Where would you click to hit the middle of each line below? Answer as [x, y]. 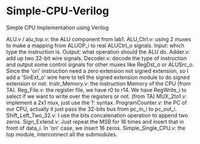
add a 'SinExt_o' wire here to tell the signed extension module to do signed [98, 77]
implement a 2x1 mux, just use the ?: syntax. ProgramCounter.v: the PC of [96, 102]
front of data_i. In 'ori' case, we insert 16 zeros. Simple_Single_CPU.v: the [96, 128]
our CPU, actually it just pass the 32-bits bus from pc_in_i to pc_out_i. [92, 109]
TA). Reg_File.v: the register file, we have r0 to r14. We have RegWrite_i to [96, 90]
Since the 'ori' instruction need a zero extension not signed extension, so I [97, 71]
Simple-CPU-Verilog [58, 11]
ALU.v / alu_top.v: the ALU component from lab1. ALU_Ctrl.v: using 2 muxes [99, 39]
